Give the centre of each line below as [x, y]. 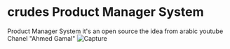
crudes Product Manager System [106, 12]
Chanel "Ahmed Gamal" [41, 38]
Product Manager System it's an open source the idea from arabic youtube [115, 31]
